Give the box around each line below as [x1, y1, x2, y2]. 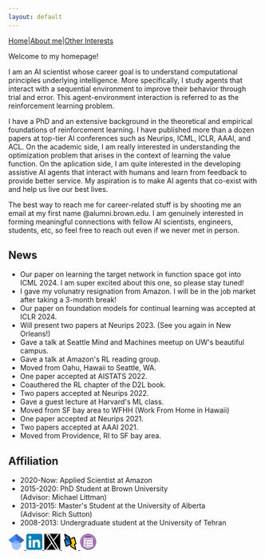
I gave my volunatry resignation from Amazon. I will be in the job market [19, 286, 256, 296]
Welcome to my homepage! [8, 51, 99, 61]
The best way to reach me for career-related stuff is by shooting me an [8, 200, 242, 210]
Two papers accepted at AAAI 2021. [19, 422, 139, 432]
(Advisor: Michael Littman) [19, 493, 108, 502]
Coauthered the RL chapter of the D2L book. [19, 380, 166, 389]
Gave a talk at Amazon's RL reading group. [19, 354, 161, 364]
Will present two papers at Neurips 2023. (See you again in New [19, 321, 231, 330]
